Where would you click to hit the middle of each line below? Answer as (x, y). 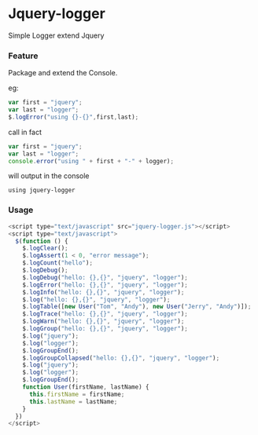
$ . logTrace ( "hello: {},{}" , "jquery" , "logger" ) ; (105, 314)
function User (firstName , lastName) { (86, 387)
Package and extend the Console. (63, 73)
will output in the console (49, 176)
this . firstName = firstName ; (77, 394)
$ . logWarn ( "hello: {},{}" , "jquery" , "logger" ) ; (103, 322)
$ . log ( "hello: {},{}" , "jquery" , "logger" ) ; (96, 299)
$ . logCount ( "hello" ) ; (57, 263)
